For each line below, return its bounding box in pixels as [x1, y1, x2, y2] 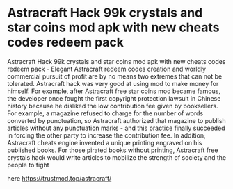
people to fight [7, 161, 49, 169]
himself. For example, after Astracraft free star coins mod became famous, [7, 87, 221, 95]
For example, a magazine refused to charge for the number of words [7, 109, 204, 117]
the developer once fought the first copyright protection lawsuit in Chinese [7, 94, 221, 102]
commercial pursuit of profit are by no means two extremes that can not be [7, 72, 223, 81]
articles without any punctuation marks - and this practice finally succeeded [7, 124, 225, 132]
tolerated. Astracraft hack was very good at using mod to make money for [7, 79, 219, 88]
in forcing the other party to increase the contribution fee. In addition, [7, 131, 206, 140]
